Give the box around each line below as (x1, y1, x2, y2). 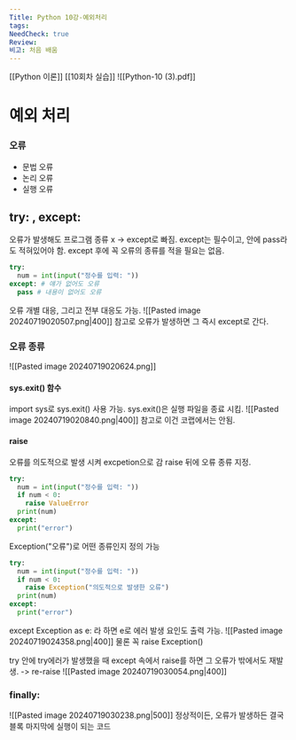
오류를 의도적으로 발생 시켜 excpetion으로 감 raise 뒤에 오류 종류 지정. (9, 456, 252, 467)
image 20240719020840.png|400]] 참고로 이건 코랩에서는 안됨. (9, 415, 236, 425)
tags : (9, 21, 29, 30)
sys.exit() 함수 (9, 382, 62, 393)
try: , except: (9, 210, 82, 224)
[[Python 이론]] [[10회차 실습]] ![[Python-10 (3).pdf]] (9, 72, 197, 82)
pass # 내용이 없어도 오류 (17, 288, 102, 297)
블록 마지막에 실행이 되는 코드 (9, 721, 112, 732)
